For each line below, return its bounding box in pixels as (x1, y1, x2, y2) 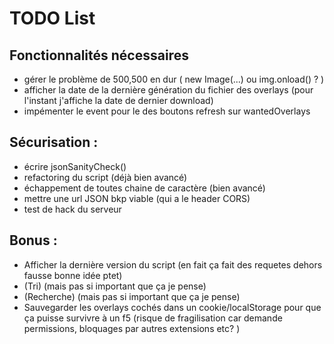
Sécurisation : (9, 134, 99, 151)
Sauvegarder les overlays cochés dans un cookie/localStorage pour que (23, 301, 322, 313)
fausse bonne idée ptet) (23, 269, 123, 281)
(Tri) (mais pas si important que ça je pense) (23, 280, 207, 292)
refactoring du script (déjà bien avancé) (23, 171, 188, 183)
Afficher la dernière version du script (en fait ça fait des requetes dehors (23, 258, 323, 271)
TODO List (9, 7, 96, 30)
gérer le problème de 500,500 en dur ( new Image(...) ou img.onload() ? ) (23, 73, 325, 85)
